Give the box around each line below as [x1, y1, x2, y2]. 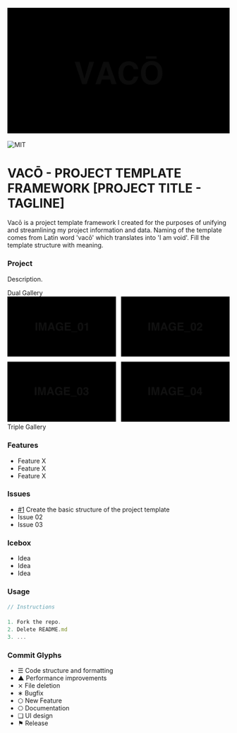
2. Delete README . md [7, 626, 68, 633]
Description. [7, 275, 43, 283]
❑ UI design [17, 712, 53, 720]
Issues [7, 489, 31, 499]
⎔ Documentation [17, 704, 70, 712]
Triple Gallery [7, 422, 47, 432]
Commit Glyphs [7, 650, 62, 660]
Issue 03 [17, 520, 44, 529]
